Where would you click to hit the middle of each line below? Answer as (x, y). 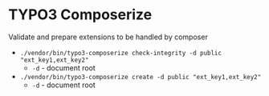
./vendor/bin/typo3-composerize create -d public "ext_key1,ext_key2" (141, 77)
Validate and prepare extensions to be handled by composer (108, 37)
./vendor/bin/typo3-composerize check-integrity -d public (121, 53)
